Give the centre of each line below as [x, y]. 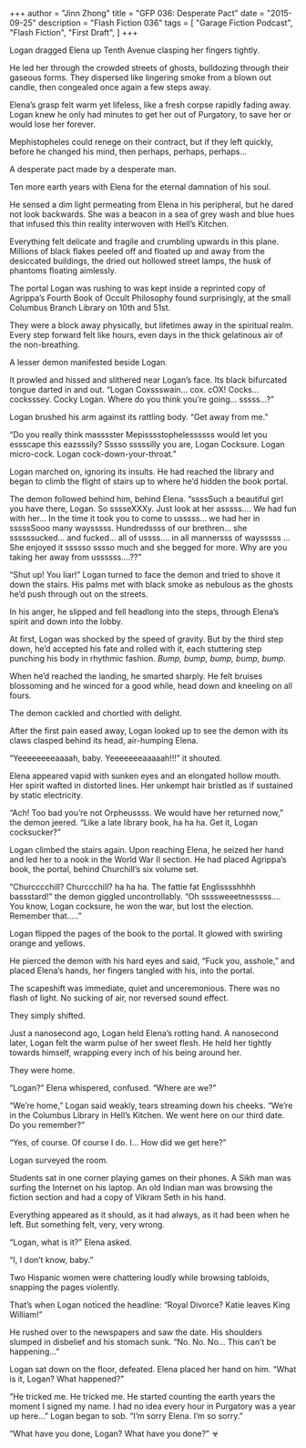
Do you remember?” [47, 1125]
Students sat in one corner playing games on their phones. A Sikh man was [150, 1178]
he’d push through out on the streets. [79, 594]
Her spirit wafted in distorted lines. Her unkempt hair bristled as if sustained [151, 786]
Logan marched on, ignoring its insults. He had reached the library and [142, 472]
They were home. [42, 1070]
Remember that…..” [46, 916]
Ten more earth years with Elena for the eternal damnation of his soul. [140, 187]
